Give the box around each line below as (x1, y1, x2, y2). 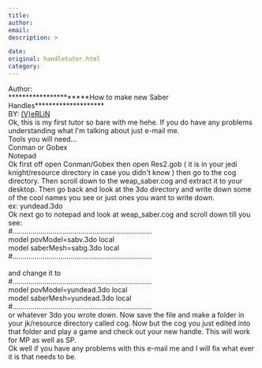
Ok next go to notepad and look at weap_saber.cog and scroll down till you (8, 210, 251, 219)
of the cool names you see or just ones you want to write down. (8, 192, 215, 202)
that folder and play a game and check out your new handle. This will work (8, 326, 251, 336)
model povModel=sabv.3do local (8, 234, 114, 244)
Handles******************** (8, 100, 105, 110)
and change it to (8, 268, 62, 277)
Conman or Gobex (8, 143, 68, 152)
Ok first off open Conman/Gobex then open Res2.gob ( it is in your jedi (8, 159, 238, 169)
